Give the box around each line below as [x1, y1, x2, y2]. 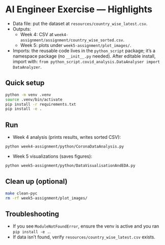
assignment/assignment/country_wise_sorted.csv [20, 37, 123, 43]
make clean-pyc [5, 190, 38, 196]
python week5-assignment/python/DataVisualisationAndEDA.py [5, 163, 136, 168]
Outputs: [12, 26, 32, 32]
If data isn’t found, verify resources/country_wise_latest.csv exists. [12, 234, 155, 240]
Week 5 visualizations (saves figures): [12, 153, 93, 159]
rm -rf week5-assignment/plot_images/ [5, 195, 88, 201]
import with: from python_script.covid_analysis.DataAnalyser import [12, 58, 160, 64]
